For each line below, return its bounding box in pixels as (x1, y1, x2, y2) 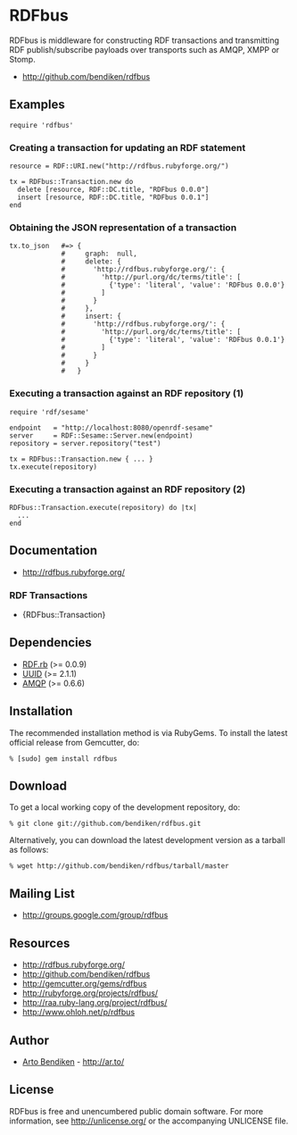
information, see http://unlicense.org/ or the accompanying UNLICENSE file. (9, 1115, 289, 1126)
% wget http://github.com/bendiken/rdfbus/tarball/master (9, 862, 229, 871)
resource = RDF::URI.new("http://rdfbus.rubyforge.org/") (9, 162, 229, 171)
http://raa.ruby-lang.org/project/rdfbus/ (21, 997, 168, 1008)
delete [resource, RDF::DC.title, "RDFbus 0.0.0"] (17, 185, 210, 195)
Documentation (9, 543, 98, 558)
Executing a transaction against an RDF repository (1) (9, 388, 244, 400)
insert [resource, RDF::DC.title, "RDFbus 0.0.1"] (17, 193, 210, 202)
